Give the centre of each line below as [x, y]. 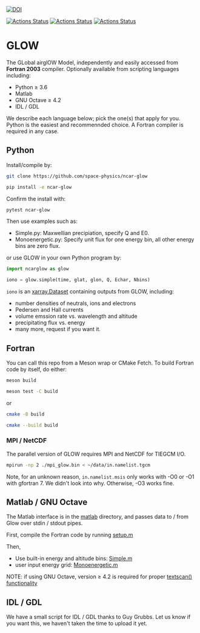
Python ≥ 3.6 [31, 87]
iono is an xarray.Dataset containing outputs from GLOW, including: [90, 292]
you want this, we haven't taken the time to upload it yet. [77, 623]
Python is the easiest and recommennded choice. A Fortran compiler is [95, 125]
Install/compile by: [29, 165]
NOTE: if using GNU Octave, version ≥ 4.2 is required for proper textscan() [99, 577]
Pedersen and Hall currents [49, 310]
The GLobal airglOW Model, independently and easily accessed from [92, 62]
